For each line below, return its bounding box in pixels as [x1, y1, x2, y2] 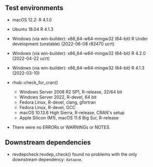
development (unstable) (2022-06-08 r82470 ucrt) [12, 41, 115, 47]
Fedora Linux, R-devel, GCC [19, 104, 76, 110]
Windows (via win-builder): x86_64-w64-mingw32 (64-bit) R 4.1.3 [12, 65, 145, 71]
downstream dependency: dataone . [12, 156, 83, 162]
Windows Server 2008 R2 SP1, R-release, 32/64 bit [19, 89, 123, 94]
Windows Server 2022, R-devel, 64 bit [19, 94, 96, 100]
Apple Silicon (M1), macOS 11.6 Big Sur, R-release [19, 114, 119, 121]
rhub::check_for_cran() [12, 79, 58, 85]
